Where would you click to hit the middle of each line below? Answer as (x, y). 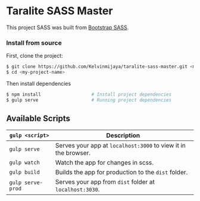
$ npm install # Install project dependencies (89, 94)
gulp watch (24, 162)
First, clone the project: (35, 56)
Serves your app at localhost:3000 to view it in (121, 145)
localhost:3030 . (78, 189)
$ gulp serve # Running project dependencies (89, 100)
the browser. (73, 153)
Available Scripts (38, 119)
